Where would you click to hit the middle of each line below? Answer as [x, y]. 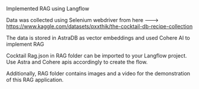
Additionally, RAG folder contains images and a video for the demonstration [98, 73]
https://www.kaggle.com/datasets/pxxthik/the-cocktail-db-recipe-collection [99, 26]
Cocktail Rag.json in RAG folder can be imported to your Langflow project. [97, 55]
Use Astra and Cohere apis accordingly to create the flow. [77, 62]
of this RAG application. [35, 80]
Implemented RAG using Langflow [48, 9]
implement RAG [25, 44]
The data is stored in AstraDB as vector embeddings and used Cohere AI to [98, 38]
